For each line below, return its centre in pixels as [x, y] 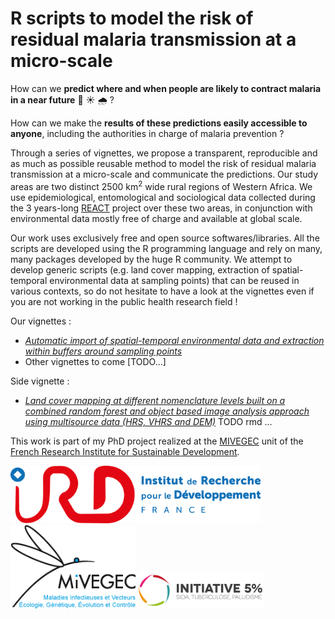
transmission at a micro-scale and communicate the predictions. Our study [164, 174]
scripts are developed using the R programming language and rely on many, [166, 248]
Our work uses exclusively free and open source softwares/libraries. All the [165, 238]
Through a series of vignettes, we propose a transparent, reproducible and [164, 153]
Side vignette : [40, 381]
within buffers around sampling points [103, 351]
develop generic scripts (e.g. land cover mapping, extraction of [140, 269]
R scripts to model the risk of [132, 18]
